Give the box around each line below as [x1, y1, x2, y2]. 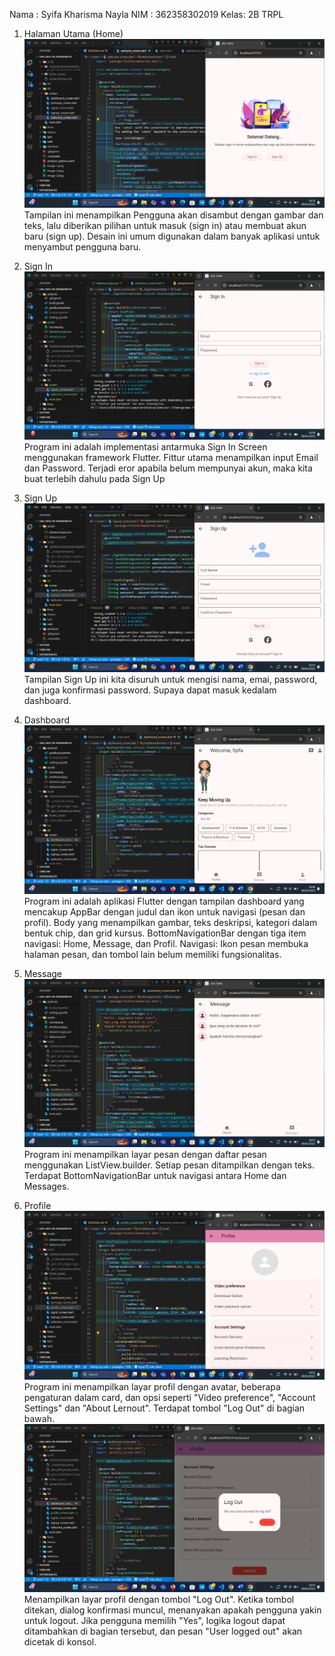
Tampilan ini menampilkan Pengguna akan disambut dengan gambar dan [23, 209, 324, 221]
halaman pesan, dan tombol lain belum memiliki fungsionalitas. [23, 948, 282, 960]
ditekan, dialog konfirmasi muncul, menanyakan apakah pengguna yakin [23, 1604, 322, 1616]
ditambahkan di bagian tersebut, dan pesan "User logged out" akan [23, 1625, 303, 1638]
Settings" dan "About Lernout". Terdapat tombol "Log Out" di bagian [23, 1402, 306, 1414]
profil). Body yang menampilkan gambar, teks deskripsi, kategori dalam [23, 916, 318, 928]
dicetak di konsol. [23, 1636, 97, 1648]
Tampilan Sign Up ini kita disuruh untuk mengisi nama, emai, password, [23, 673, 318, 685]
